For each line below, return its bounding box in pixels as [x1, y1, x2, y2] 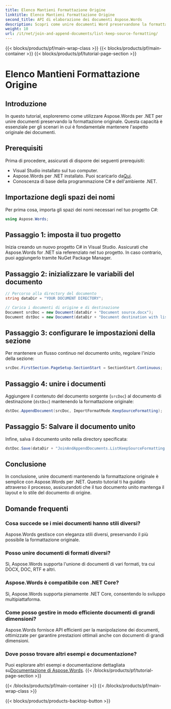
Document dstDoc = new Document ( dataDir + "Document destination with [5, 314, 158, 320]
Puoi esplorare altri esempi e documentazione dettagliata [5, 662, 125, 668]
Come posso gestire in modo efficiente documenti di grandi [5, 609, 155, 616]
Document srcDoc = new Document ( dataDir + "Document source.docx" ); [5, 309, 154, 315]
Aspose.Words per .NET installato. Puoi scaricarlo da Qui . [12, 173, 132, 179]
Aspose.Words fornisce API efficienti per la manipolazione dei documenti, [5, 626, 160, 633]
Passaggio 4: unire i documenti [5, 379, 106, 388]
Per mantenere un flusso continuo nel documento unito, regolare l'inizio [5, 350, 155, 356]
